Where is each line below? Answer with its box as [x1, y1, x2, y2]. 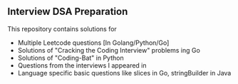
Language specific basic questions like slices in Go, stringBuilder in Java [17, 68, 232, 77]
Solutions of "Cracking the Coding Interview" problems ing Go [17, 46, 201, 54]
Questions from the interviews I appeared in [17, 61, 148, 70]
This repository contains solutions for [7, 24, 118, 33]
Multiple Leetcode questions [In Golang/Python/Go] [17, 38, 170, 47]
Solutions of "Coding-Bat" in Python [17, 53, 124, 62]
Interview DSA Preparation [7, 6, 128, 18]
